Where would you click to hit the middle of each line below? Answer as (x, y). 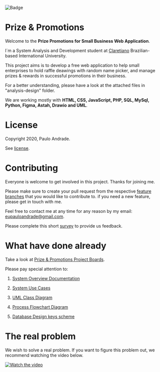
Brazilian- (140, 50)
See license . (18, 148)
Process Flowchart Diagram (40, 307)
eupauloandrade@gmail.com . (35, 216)
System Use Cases (31, 288)
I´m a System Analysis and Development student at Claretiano (67, 50)
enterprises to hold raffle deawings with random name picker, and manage (80, 70)
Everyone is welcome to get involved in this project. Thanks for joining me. (80, 181)
